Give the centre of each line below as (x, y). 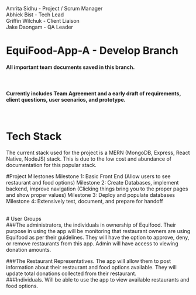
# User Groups (24, 218)
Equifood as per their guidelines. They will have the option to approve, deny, (98, 237)
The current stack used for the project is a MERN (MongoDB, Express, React (98, 152)
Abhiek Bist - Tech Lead (35, 15)
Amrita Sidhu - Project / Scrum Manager (54, 8)
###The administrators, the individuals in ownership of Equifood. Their (91, 225)
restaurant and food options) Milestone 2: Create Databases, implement (92, 182)
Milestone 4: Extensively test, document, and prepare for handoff (85, 201)
